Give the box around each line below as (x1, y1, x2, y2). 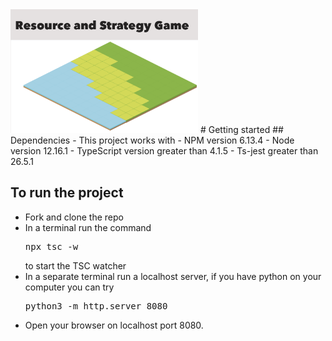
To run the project (10, 184, 124, 202)
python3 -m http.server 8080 (24, 300, 168, 312)
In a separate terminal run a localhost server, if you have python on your (24, 270, 322, 282)
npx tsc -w (24, 241, 79, 252)
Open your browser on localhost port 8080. (24, 319, 204, 331)
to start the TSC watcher (24, 259, 127, 272)
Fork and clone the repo (24, 211, 124, 223)
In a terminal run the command (24, 221, 152, 233)
